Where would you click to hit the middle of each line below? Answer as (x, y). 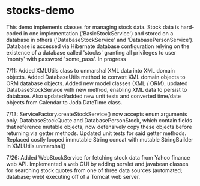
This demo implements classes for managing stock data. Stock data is (93, 27)
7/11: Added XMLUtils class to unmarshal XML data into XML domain (91, 70)
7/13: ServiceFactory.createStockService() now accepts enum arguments (97, 114)
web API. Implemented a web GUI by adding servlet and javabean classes (97, 164)
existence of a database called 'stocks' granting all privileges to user (91, 52)
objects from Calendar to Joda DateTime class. (64, 102)
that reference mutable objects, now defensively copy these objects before (99, 127)
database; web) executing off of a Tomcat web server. (73, 176)
